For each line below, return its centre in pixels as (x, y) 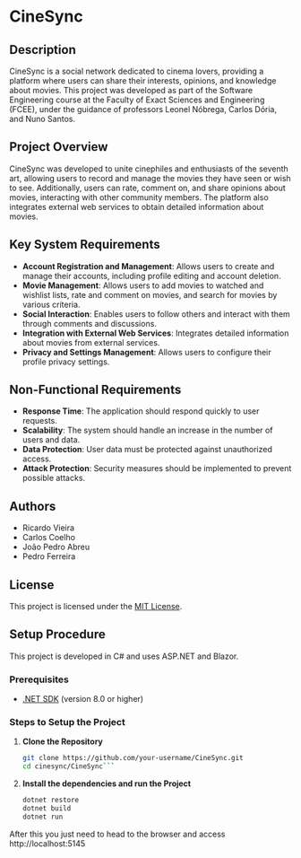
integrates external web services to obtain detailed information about (137, 206)
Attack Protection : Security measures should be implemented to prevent (157, 468)
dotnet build (47, 809)
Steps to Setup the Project (67, 722)
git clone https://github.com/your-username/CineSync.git (133, 758)
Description (43, 50)
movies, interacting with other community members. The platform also (139, 197)
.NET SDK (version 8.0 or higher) (83, 699)
